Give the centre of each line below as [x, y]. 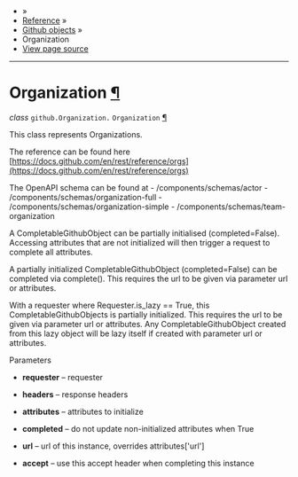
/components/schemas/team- [231, 207]
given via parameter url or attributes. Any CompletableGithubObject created [148, 324]
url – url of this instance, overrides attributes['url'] [113, 446]
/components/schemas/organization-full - [86, 197]
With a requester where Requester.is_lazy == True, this [110, 305]
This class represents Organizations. [76, 134]
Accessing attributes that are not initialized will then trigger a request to [140, 242]
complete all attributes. [51, 252]
